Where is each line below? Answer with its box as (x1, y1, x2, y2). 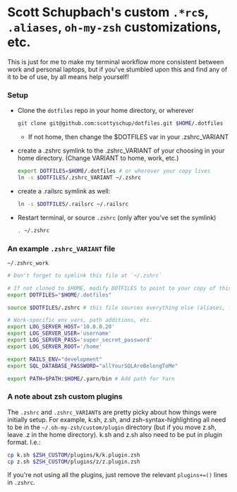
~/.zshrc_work (7, 259, 49, 267)
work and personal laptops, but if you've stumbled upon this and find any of (7, 65, 228, 73)
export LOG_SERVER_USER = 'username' (7, 330, 112, 337)
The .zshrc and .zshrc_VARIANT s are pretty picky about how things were (7, 407, 217, 416)
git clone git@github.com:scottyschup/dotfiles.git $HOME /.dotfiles (17, 120, 224, 127)
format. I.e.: (7, 438, 41, 446)
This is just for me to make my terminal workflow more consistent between (7, 57, 224, 66)
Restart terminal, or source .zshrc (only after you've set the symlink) (17, 213, 217, 222)
